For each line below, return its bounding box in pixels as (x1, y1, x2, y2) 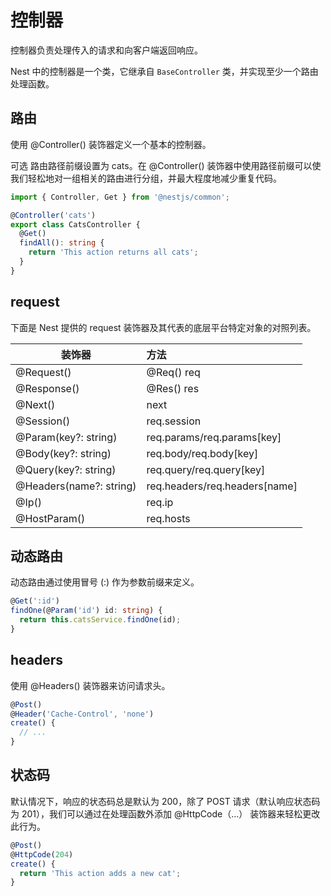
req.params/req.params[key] (146, 430, 282, 444)
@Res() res (146, 381, 200, 395)
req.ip (146, 495, 174, 509)
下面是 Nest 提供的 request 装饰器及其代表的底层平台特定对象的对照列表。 (10, 321, 317, 333)
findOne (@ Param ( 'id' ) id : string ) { (10, 606, 163, 616)
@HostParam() (15, 511, 86, 525)
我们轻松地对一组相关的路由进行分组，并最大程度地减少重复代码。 (10, 172, 282, 184)
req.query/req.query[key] (146, 462, 266, 476)
